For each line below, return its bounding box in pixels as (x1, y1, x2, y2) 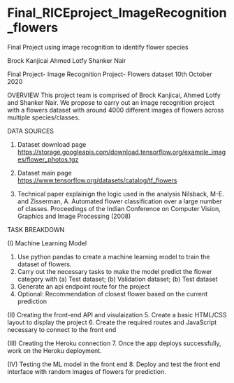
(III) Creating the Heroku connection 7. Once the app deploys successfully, (7, 339, 221, 347)
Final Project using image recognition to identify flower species (7, 43, 189, 51)
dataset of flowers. (17, 260, 72, 268)
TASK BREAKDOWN (7, 225, 65, 233)
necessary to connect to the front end (7, 325, 117, 333)
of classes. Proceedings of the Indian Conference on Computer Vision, (17, 204, 221, 212)
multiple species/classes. (7, 113, 80, 122)
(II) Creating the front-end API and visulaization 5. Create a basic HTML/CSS (7, 310, 227, 319)
